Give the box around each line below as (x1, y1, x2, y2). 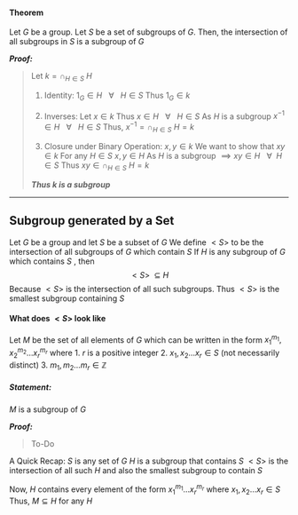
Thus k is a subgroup (30, 178, 111, 190)
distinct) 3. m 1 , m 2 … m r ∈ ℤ (9, 360, 107, 372)
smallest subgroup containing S (9, 293, 125, 304)
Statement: (9, 382, 51, 392)
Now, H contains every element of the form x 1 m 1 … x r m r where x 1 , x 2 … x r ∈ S (9, 482, 281, 496)
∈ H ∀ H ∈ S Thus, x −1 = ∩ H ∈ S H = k (43, 120, 195, 134)
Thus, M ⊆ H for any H (9, 495, 93, 506)
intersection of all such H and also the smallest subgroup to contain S (9, 465, 263, 476)
